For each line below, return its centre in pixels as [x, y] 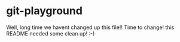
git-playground [44, 11]
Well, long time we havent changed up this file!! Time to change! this [90, 27]
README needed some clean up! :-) [51, 33]
